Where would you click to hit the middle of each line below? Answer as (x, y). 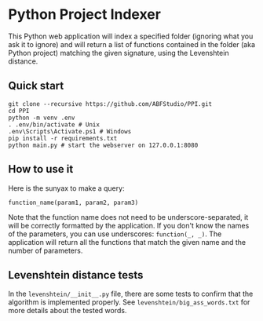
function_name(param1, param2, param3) (73, 202)
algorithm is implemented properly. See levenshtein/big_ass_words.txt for (129, 302)
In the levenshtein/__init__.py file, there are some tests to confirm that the (131, 294)
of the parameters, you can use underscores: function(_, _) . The (115, 234)
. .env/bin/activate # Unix (54, 124)
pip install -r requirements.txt (63, 138)
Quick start (36, 86)
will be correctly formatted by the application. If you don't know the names (129, 225)
